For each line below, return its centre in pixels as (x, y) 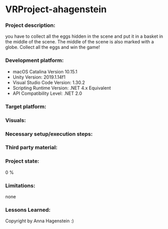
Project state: (22, 161)
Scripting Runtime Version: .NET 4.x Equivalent (62, 88)
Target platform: (26, 107)
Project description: (30, 26)
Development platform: (35, 61)
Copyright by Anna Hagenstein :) (40, 221)
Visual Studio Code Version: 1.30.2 (49, 82)
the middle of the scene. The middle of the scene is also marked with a (80, 42)
